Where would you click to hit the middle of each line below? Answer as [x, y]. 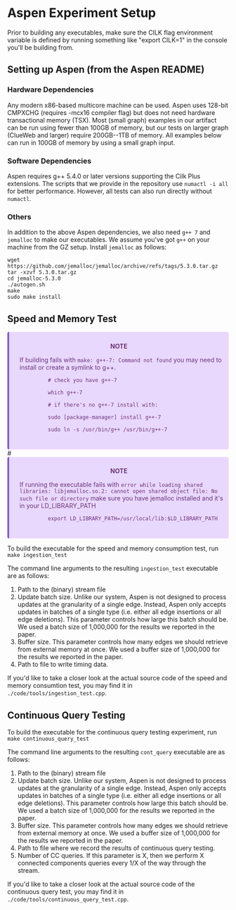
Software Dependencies [50, 161]
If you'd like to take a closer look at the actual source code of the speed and [117, 678]
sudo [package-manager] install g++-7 [105, 417]
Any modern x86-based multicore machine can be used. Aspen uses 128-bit [118, 105]
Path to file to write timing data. [63, 665]
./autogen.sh [26, 285]
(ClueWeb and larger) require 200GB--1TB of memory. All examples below [114, 135]
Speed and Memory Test [62, 319]
